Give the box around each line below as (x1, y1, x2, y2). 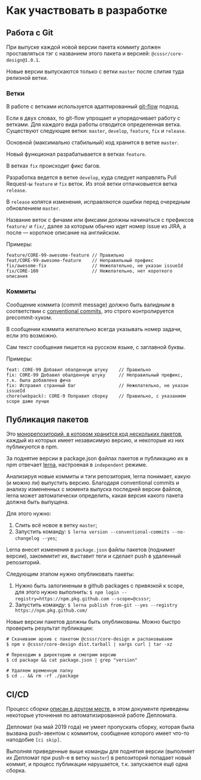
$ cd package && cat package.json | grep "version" (6, 657, 138, 663)
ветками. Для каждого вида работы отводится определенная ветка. (6, 121, 181, 128)
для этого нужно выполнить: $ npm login (14, 588, 120, 596)
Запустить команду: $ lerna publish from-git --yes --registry (14, 602, 178, 609)
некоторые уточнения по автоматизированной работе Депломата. (6, 711, 177, 719)
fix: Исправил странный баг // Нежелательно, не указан (6, 382, 188, 388)
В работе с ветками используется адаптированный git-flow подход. (6, 103, 180, 110)
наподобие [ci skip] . (6, 736, 62, 743)
